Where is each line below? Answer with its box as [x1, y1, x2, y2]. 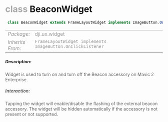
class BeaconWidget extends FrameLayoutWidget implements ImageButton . [7, 20, 160, 25]
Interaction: [5, 88, 30, 94]
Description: [5, 59, 31, 65]
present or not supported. [5, 111, 58, 117]
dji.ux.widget [34, 30, 65, 37]
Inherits [7, 38, 26, 45]
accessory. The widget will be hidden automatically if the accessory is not [5, 106, 158, 112]
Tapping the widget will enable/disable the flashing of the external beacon [5, 101, 158, 107]
